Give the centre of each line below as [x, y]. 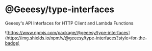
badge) [12, 43]
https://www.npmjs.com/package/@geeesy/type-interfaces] [69, 32]
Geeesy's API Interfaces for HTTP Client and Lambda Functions [69, 23]
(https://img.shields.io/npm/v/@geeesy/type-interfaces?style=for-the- [76, 38]
